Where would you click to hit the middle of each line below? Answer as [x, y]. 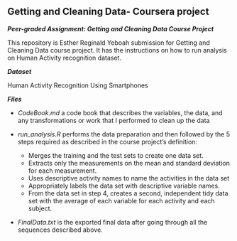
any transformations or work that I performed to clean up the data [114, 120]
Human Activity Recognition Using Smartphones [78, 85]
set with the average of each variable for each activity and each [121, 200]
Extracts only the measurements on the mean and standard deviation [129, 163]
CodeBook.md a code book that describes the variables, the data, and [120, 112]
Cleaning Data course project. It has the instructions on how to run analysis [117, 50]
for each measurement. [62, 171]
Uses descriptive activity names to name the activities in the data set [129, 178]
